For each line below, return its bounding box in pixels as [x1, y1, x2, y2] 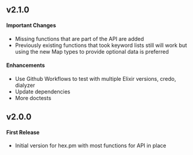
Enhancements [6, 62, 45, 69]
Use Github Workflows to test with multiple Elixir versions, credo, [14, 75, 176, 82]
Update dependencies [14, 87, 71, 95]
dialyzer [14, 81, 35, 89]
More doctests [14, 94, 51, 101]
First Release [6, 128, 40, 136]
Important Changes [6, 21, 56, 29]
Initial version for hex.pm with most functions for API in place [14, 142, 166, 150]
